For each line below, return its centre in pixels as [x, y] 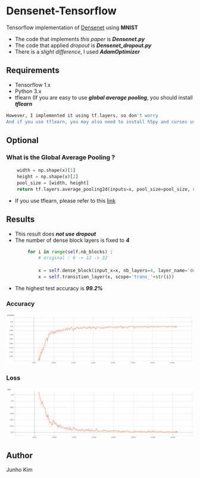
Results [21, 220]
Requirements [33, 71]
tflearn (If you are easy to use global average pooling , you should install [104, 97]
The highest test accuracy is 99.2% [59, 288]
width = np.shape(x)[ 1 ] [46, 170]
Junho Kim [19, 470]
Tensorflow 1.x [32, 85]
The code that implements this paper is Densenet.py [80, 39]
